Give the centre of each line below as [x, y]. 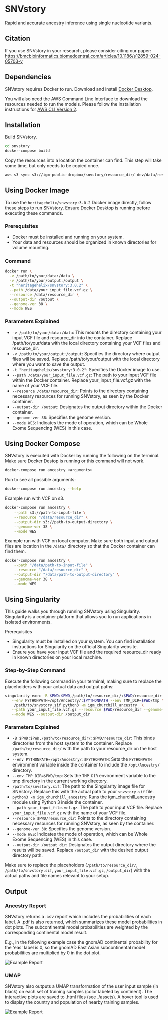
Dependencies [28, 77]
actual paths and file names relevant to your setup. [57, 876]
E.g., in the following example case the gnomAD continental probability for [82, 942]
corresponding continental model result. [46, 933]
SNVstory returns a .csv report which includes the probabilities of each [78, 917]
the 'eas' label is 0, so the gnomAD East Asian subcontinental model [75, 948]
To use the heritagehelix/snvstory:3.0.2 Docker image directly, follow [78, 202]
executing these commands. [34, 213]
